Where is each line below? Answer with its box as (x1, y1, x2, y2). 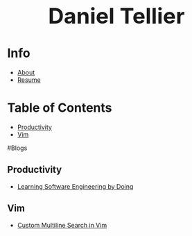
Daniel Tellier (48, 3, 185, 29)
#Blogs (7, 144, 28, 152)
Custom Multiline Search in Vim (17, 221, 107, 229)
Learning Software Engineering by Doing (17, 182, 134, 190)
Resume (17, 76, 41, 84)
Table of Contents (7, 100, 112, 116)
